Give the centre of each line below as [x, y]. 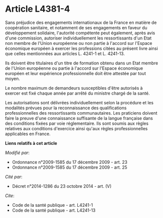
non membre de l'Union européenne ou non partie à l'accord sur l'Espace [79, 43]
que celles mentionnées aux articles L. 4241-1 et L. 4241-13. [65, 53]
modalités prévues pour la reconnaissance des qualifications [66, 108]
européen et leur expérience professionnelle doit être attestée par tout [75, 73]
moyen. [13, 79]
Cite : [10, 196]
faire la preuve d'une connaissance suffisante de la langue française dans [79, 118]
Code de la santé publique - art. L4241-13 [54, 210]
